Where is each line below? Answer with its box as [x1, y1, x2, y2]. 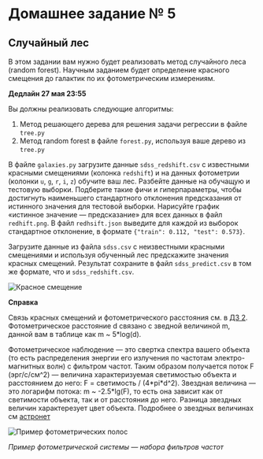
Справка [8, 298, 39, 307]
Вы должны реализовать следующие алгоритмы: [8, 104, 174, 113]
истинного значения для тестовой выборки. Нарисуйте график [8, 202, 220, 211]
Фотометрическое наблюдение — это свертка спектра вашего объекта [8, 345, 250, 354]
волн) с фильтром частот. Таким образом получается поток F [46, 361, 254, 371]
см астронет [8, 412, 51, 421]
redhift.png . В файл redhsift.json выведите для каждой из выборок [8, 218, 239, 228]
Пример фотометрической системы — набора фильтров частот [8, 442, 224, 451]
